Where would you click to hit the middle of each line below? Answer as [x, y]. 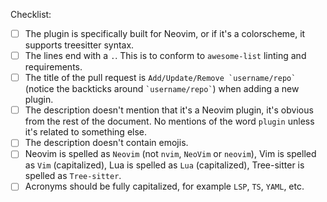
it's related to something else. [86, 132]
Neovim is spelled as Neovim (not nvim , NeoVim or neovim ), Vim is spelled [170, 154]
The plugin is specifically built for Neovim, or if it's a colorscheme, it [165, 33]
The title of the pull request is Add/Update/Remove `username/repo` [160, 78]
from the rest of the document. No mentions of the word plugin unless [169, 121]
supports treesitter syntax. [79, 45]
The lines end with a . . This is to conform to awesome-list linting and [165, 56]
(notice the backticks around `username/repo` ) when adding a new [162, 89]
